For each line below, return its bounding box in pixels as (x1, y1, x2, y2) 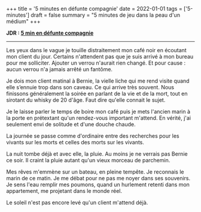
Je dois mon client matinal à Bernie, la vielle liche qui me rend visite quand (6, 77, 190, 84)
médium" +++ (6, 18, 41, 25)
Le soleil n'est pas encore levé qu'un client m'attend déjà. (6, 199, 148, 206)
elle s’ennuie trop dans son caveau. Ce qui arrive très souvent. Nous (6, 84, 175, 90)
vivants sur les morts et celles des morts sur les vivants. (6, 139, 145, 146)
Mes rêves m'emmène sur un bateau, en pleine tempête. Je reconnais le (6, 168, 184, 175)
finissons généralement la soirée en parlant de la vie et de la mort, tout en (6, 90, 188, 97)
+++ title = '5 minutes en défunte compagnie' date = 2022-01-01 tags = (6, 5, 182, 12)
